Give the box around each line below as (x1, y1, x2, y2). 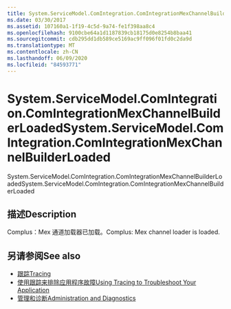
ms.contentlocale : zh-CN (7, 49, 78, 56)
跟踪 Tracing (16, 270, 52, 278)
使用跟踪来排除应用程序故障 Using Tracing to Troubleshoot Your (16, 278, 197, 286)
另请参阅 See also (7, 250, 81, 262)
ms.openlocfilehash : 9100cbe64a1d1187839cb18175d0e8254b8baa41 (7, 29, 192, 36)
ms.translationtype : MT (7, 42, 76, 49)
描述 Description (7, 208, 77, 220)
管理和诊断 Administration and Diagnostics (16, 294, 136, 303)
